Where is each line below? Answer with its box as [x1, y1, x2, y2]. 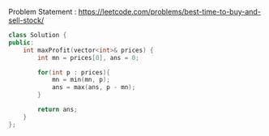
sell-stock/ [8, 15, 45, 25]
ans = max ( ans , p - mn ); [51, 83, 136, 91]
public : [8, 38, 35, 47]
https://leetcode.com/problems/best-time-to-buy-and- [78, 7, 262, 16]
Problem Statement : [8, 7, 77, 16]
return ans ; [37, 105, 79, 113]
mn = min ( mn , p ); [51, 76, 111, 84]
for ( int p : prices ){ [37, 68, 111, 76]
